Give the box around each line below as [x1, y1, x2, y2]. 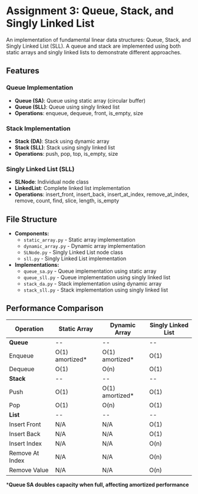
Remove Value [9, 466, 49, 474]
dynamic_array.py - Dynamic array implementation [23, 243, 146, 250]
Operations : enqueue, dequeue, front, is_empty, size [14, 109, 143, 116]
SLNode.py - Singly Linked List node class [23, 249, 124, 256]
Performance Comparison [6, 303, 104, 313]
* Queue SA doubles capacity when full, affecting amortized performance [6, 481, 189, 488]
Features [6, 66, 39, 76]
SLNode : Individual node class [14, 178, 89, 185]
